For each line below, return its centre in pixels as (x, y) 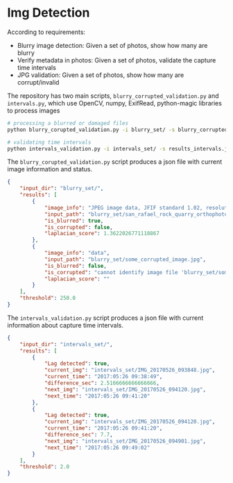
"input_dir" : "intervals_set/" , (66, 344)
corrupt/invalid (38, 82)
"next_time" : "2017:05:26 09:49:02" (97, 448)
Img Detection (49, 13)
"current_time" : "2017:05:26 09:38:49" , (103, 377)
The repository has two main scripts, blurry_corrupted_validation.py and (113, 96)
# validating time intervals (49, 142)
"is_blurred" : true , (74, 221)
